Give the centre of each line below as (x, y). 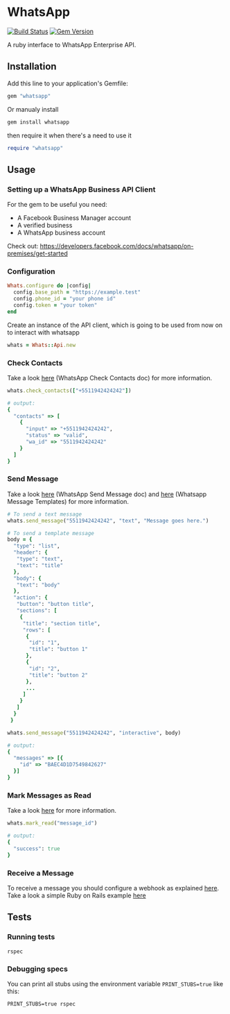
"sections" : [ (37, 611)
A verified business (45, 226)
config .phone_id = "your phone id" (65, 299)
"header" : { (31, 552)
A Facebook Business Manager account (74, 218)
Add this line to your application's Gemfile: (68, 83)
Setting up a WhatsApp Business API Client (81, 189)
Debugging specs (37, 969)
